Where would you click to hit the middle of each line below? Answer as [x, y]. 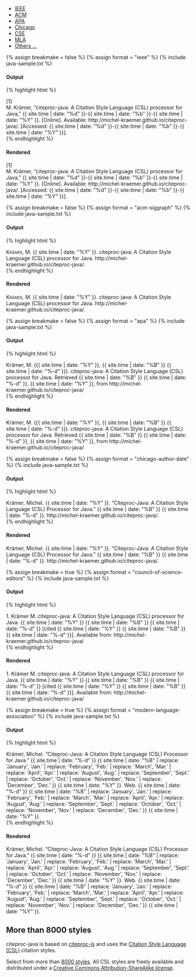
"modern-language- [157, 710]
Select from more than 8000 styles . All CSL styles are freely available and [95, 962]
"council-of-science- [158, 572]
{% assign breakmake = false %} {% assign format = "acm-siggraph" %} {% [98, 208]
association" [21, 716]
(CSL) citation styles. [31, 951]
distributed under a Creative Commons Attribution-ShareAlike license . [90, 968]
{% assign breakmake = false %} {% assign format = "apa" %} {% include [95, 321]
